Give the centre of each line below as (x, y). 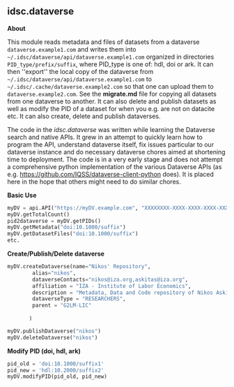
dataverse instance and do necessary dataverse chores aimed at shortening (116, 152)
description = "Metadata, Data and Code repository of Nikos (123, 293)
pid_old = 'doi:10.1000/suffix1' (56, 364)
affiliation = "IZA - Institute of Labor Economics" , (112, 286)
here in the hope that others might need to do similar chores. (94, 182)
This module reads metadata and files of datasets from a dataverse (103, 42)
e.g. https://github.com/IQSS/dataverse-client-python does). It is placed (111, 174)
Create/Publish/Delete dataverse (56, 254)
